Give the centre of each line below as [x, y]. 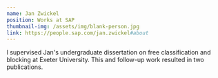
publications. [25, 67]
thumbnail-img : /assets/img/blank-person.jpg [73, 26]
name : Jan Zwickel [33, 13]
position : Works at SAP [41, 20]
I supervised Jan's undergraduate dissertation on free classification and [109, 52]
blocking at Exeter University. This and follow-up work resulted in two [106, 60]
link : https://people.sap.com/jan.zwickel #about [78, 33]
